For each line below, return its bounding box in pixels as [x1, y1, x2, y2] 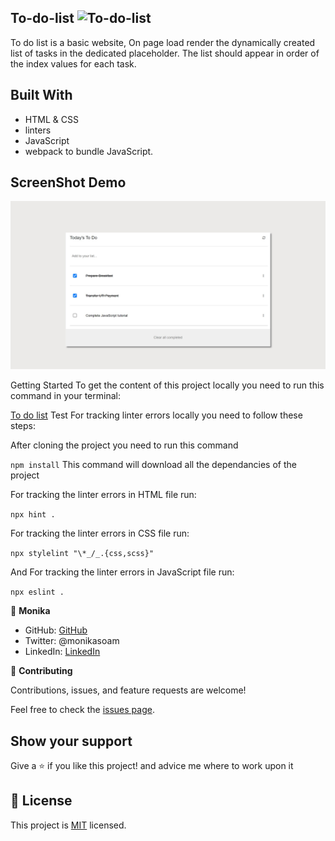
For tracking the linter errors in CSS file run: [10, 527, 190, 540]
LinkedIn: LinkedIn [24, 646, 101, 658]
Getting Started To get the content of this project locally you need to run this [10, 379, 325, 391]
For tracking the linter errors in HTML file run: [10, 489, 197, 501]
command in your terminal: [10, 390, 121, 402]
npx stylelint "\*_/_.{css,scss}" [10, 549, 155, 559]
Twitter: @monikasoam [24, 635, 120, 647]
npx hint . [10, 510, 56, 520]
